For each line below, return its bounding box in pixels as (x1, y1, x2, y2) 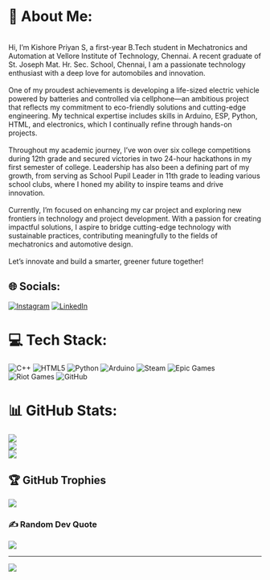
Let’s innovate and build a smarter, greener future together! (8, 256, 204, 266)
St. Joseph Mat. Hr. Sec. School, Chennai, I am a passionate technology (8, 60, 247, 69)
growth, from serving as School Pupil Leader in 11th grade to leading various (8, 171, 261, 180)
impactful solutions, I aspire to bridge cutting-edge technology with (8, 222, 231, 232)
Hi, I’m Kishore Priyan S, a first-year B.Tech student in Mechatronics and (8, 42, 247, 52)
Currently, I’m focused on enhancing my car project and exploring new (8, 205, 243, 214)
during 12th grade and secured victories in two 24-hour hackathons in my (8, 153, 252, 164)
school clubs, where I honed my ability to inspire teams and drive (8, 179, 223, 188)
